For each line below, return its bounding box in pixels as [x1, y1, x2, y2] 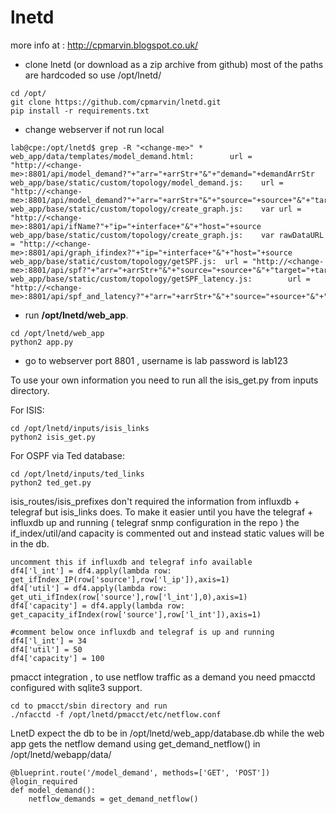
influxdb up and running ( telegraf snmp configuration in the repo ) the [10, 516, 300, 528]
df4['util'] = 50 [10, 644, 83, 655]
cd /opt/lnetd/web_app [10, 328, 105, 338]
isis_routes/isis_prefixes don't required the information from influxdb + [10, 495, 300, 507]
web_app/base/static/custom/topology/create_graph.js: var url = [10, 204, 302, 214]
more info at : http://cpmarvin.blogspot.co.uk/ [10, 39, 199, 51]
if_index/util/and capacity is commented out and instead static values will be [10, 527, 325, 539]
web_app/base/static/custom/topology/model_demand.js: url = [10, 177, 284, 188]
